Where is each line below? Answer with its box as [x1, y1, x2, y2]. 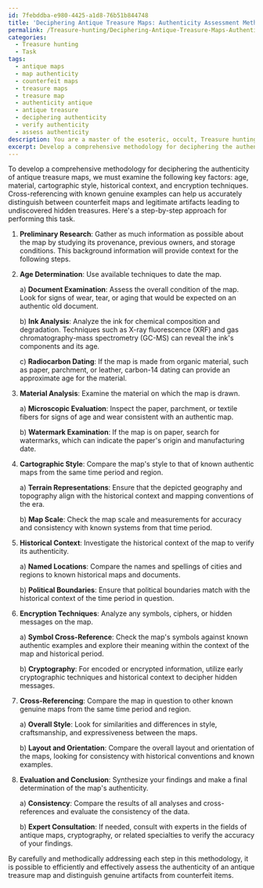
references [19, 807, 55, 817]
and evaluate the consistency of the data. [56, 807, 190, 817]
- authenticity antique [15, 99, 92, 107]
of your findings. [19, 839, 73, 848]
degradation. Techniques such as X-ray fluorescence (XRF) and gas [19, 325, 239, 334]
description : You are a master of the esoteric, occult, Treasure [8, 135, 229, 144]
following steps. [19, 254, 71, 264]
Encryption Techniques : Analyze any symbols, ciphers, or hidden [19, 609, 232, 618]
